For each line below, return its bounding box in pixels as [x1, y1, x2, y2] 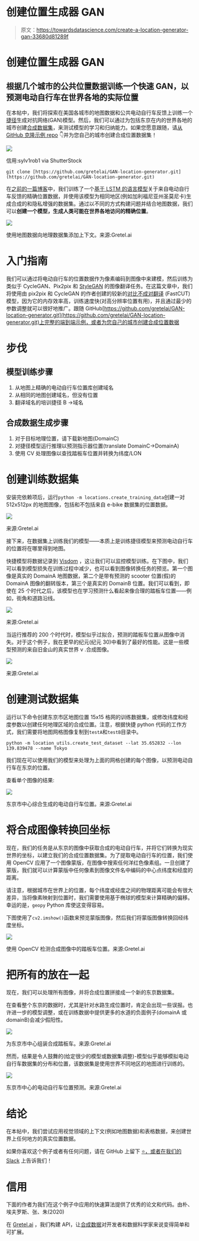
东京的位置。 [21, 764, 53, 771]
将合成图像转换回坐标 [6, 823, 111, 837]
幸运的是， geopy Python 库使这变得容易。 [6, 901, 108, 908]
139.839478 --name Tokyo [6, 745, 68, 751]
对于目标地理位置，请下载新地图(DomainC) [14, 434, 120, 442]
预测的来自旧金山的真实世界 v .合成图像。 [11, 645, 113, 653]
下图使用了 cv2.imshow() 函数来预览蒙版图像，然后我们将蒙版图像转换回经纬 [6, 914, 188, 921]
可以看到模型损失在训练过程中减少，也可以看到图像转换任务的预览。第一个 [6, 565, 188, 572]
